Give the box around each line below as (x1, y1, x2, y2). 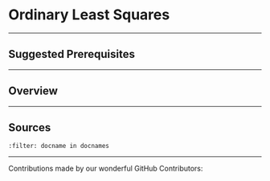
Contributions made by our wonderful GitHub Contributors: (8, 163, 203, 174)
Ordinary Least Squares (8, 6, 170, 24)
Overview (8, 84, 59, 98)
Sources (8, 121, 51, 134)
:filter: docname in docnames (8, 142, 110, 150)
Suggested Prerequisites (8, 47, 135, 61)
